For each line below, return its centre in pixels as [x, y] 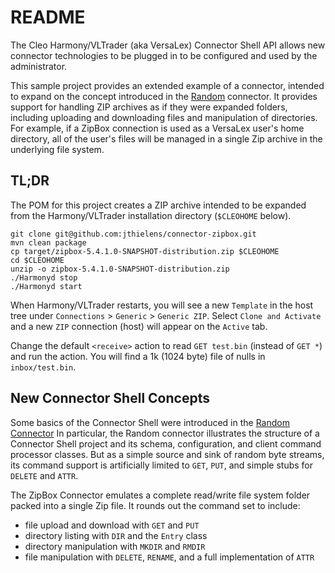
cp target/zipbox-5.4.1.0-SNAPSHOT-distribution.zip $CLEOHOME [145, 251]
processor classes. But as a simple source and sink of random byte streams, [167, 454]
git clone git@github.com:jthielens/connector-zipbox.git [133, 234]
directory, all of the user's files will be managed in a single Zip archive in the [166, 138]
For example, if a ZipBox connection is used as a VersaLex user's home [157, 128]
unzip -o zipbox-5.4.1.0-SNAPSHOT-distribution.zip [120, 269]
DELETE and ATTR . [44, 475]
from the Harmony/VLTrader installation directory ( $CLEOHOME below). [151, 215]
